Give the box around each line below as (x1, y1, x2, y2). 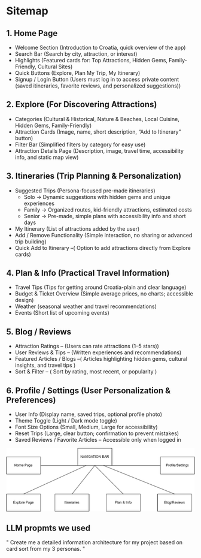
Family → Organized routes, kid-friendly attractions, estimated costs (23, 206, 193, 213)
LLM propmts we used (6, 523, 91, 533)
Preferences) (6, 394, 56, 405)
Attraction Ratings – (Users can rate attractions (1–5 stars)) (14, 343, 160, 350)
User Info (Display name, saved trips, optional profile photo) (14, 411, 163, 418)
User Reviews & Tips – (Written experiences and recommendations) (14, 349, 182, 356)
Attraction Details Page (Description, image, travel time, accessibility (14, 147, 184, 154)
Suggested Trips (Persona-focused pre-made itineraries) (14, 187, 156, 194)
